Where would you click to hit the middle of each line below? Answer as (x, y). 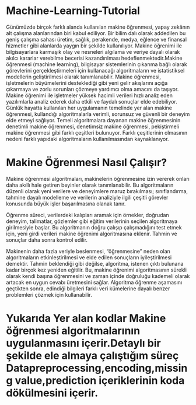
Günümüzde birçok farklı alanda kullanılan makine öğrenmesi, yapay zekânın (98, 27)
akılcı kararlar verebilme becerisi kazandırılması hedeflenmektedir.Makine (94, 58)
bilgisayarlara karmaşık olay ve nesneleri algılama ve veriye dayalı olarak (93, 52)
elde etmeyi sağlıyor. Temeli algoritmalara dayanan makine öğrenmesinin (93, 120)
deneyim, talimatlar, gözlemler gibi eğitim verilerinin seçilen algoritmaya (92, 221)
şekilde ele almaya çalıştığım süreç (92, 356)
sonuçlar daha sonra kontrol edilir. (47, 240)
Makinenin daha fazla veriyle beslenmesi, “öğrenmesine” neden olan (88, 251)
